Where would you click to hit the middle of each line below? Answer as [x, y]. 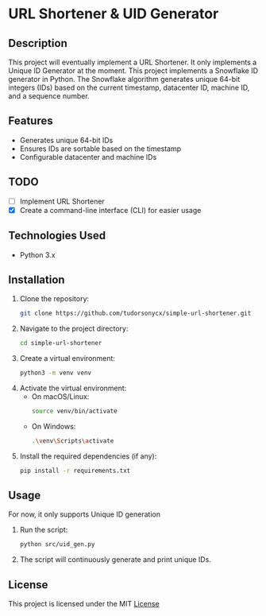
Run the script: [44, 530]
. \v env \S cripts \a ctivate [73, 441]
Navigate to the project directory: [74, 329]
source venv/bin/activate [74, 411]
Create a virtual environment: [67, 358]
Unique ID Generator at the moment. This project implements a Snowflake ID [133, 71]
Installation [37, 279]
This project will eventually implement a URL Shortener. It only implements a [133, 62]
